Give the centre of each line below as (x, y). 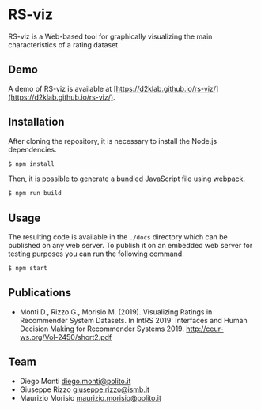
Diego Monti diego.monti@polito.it (75, 381)
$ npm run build (35, 194)
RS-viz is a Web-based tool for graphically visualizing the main (110, 36)
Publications (40, 293)
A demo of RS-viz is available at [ (62, 88)
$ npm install (32, 164)
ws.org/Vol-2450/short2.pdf (66, 337)
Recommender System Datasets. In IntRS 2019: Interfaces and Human (133, 320)
